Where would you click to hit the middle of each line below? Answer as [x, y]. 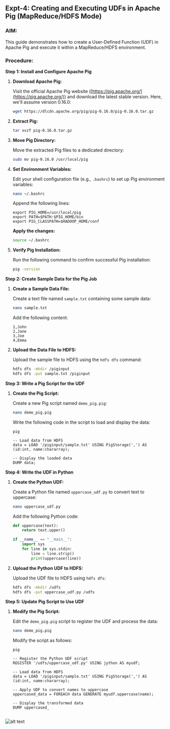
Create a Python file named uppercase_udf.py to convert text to [78, 492]
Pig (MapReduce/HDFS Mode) [54, 17]
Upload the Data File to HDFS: [44, 350]
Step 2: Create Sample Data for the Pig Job [51, 279]
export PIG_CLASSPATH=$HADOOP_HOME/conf [56, 222]
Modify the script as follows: [42, 640]
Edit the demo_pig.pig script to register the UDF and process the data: [85, 621]
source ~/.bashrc [31, 240]
